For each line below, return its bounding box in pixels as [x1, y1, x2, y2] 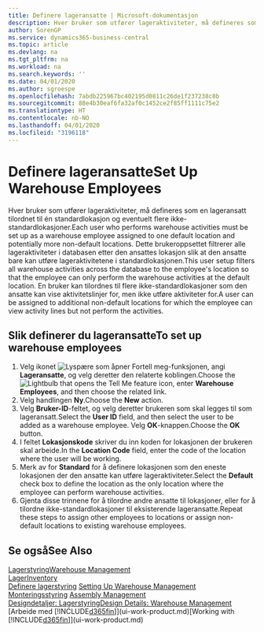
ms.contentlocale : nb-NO [8, 114, 90, 122]
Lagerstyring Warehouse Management [8, 565, 131, 574]
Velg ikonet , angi [19, 362, 225, 371]
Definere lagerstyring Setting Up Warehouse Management [8, 582, 196, 591]
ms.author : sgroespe [8, 84, 76, 93]
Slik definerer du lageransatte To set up [8, 329, 202, 342]
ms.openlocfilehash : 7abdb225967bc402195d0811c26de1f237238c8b [8, 92, 220, 100]
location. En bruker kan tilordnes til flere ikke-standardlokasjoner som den [8, 281, 247, 290]
